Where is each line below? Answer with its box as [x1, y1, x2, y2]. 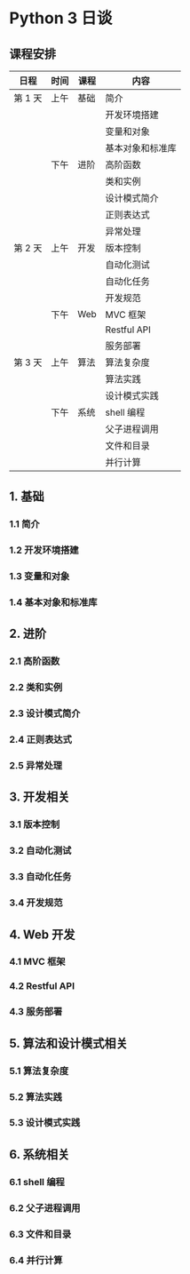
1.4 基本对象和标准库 [9, 596, 98, 609]
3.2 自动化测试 [9, 845, 72, 857]
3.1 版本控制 [9, 818, 60, 831]
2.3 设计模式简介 [9, 707, 81, 720]
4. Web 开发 [9, 927, 75, 942]
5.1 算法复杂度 [9, 1064, 69, 1077]
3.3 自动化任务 [9, 871, 72, 883]
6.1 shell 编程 [9, 1175, 65, 1188]
